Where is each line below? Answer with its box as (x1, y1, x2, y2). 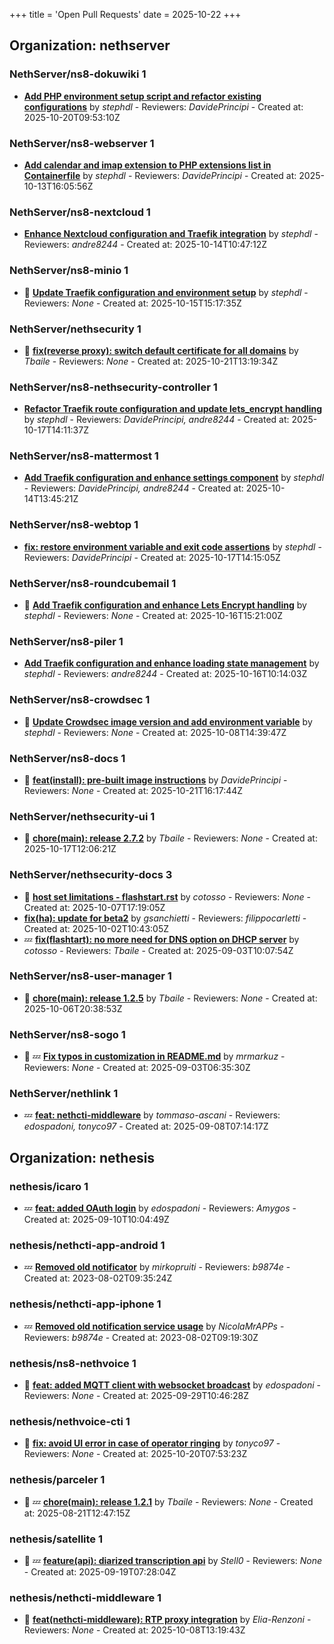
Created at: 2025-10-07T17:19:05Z (23, 901, 166, 913)
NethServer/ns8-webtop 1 (9, 518, 139, 532)
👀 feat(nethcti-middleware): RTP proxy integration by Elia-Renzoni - (23, 1614, 312, 1626)
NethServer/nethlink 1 (9, 1087, 119, 1101)
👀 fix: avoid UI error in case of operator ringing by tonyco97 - (23, 1437, 281, 1449)
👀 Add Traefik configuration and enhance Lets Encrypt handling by (23, 599, 307, 611)
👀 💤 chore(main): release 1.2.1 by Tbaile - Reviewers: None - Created (23, 1495, 314, 1508)
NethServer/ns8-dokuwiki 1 (9, 67, 147, 81)
